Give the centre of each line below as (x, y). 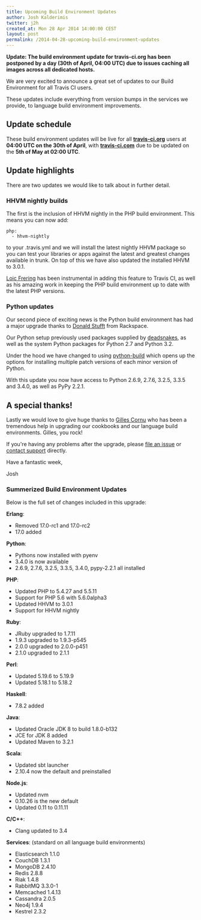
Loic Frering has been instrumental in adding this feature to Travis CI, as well (101, 278)
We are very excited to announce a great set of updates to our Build (90, 81)
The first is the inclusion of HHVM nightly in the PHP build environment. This (100, 213)
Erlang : (15, 514)
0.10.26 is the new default (46, 801)
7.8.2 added (29, 706)
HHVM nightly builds (37, 201)
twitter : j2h (22, 23)
